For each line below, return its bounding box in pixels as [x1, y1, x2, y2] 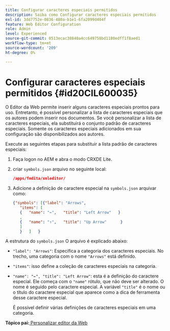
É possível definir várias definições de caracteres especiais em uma [12, 305, 156, 311]
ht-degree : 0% [5, 50, 36, 55]
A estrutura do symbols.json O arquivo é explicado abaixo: [5, 238, 128, 244]
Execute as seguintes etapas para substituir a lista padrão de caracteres [5, 141, 157, 147]
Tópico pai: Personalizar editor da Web [5, 320, 88, 326]
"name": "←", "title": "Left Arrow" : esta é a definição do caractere [12, 273, 159, 279]
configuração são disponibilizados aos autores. [5, 131, 105, 137]
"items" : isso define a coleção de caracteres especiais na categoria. [12, 263, 157, 269]
